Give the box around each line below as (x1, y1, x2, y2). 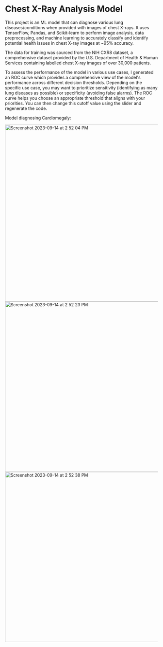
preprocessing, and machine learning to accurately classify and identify (5, 35, 148, 41)
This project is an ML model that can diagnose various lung (5, 19, 124, 25)
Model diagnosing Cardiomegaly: (5, 115, 71, 121)
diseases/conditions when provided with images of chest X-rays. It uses (5, 24, 149, 30)
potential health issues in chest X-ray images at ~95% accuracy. (5, 40, 134, 46)
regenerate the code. (5, 105, 48, 111)
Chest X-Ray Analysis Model (5, 3, 123, 15)
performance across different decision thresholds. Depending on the (5, 79, 142, 86)
